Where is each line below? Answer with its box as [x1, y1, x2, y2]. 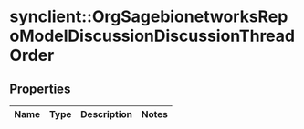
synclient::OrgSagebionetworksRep [9, 6, 288, 27]
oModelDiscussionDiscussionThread [9, 25, 295, 46]
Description [80, 108, 132, 120]
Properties [9, 81, 71, 96]
